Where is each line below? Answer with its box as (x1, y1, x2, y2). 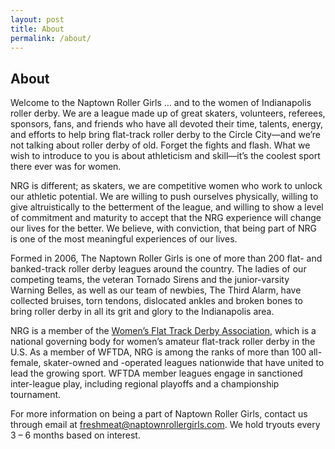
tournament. (10, 389, 62, 401)
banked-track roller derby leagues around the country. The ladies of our (10, 263, 307, 275)
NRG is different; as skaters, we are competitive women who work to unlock (10, 180, 323, 192)
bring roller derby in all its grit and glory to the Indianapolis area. (10, 306, 275, 318)
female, (10, 357, 42, 369)
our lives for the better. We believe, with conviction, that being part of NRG (10, 222, 317, 235)
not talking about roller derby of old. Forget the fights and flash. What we (10, 139, 311, 151)
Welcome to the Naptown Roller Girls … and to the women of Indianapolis (10, 97, 312, 109)
